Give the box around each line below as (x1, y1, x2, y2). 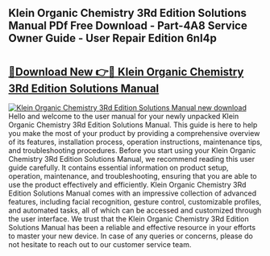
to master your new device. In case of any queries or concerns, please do (8, 231, 254, 241)
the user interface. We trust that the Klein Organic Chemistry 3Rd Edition (8, 214, 250, 224)
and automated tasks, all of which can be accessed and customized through (8, 205, 262, 215)
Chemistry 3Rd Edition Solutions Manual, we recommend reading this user (8, 155, 255, 163)
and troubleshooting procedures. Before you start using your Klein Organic (8, 146, 256, 155)
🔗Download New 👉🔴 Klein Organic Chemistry (8, 64, 244, 79)
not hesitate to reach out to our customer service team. (8, 240, 192, 249)
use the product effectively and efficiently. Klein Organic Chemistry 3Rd (8, 180, 247, 189)
